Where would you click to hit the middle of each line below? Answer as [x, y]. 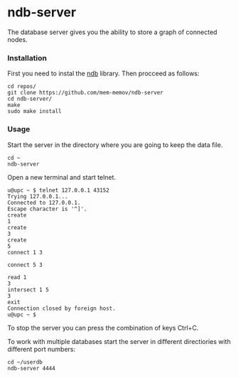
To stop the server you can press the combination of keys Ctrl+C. [103, 328]
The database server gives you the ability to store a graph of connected [113, 32]
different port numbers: [42, 349]
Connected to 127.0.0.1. [44, 202]
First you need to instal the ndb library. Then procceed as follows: [104, 74]
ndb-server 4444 [31, 368]
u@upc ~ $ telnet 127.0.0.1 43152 [59, 190]
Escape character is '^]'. [47, 209]
